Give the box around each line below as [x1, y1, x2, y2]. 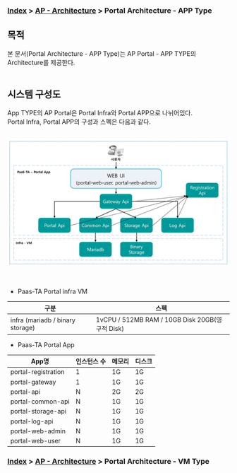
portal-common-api [10, 397, 70, 406]
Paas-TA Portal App [17, 340, 75, 349]
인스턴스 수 [75, 357, 107, 366]
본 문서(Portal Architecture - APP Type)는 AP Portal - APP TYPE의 [7, 49, 196, 58]
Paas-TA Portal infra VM [17, 287, 88, 296]
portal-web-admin [10, 426, 66, 435]
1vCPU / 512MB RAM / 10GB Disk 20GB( [95, 315, 217, 324]
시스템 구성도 [7, 88, 61, 100]
